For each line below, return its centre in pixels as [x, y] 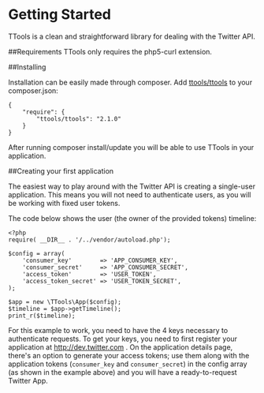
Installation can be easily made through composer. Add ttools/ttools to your [130, 82]
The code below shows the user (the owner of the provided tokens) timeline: [132, 218]
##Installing [27, 67]
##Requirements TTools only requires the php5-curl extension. [110, 51]
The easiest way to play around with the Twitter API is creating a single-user [132, 186]
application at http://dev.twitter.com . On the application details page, [121, 347]
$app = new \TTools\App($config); [65, 301]
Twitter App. [28, 380]
